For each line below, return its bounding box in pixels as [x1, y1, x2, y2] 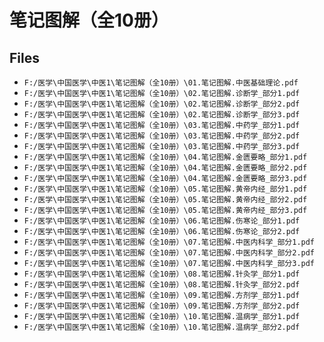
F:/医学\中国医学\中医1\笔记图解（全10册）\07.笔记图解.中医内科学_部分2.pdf [23, 248, 316, 258]
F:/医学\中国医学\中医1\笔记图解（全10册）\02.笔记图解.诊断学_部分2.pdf [23, 99, 301, 109]
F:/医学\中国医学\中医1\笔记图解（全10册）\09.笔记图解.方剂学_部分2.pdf [23, 301, 301, 311]
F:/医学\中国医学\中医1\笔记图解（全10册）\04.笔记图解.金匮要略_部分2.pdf [23, 163, 308, 173]
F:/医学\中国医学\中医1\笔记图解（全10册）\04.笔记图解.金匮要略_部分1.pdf [23, 152, 308, 162]
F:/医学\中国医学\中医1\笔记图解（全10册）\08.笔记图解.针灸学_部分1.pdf [23, 269, 301, 279]
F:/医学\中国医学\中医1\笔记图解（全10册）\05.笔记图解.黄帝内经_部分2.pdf [23, 195, 308, 205]
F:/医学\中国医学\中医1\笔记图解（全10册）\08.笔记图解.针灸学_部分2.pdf [23, 280, 301, 290]
